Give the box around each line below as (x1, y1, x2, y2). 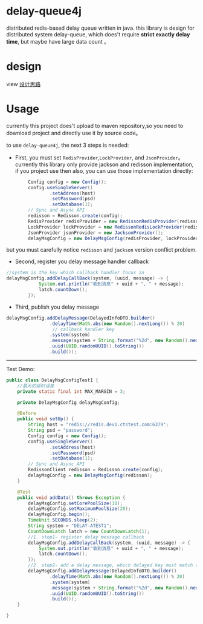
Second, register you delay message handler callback (14, 258, 149, 265)
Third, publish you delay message (14, 303, 100, 310)
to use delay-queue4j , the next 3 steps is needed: (6, 141, 129, 149)
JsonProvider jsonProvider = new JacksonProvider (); (28, 229, 164, 236)
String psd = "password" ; (28, 428, 94, 434)
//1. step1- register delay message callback (28, 534, 145, 540)
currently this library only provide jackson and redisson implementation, (14, 161, 194, 168)
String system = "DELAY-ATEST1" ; (28, 523, 112, 529)
